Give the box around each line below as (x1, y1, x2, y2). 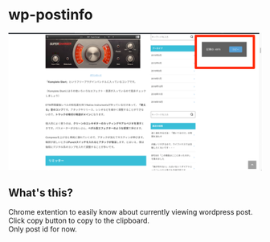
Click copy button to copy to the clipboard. (8, 215, 150, 226)
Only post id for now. (8, 224, 78, 234)
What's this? (8, 186, 74, 199)
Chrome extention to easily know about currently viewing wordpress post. (8, 207, 253, 217)
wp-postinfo (8, 6, 94, 24)
